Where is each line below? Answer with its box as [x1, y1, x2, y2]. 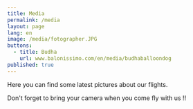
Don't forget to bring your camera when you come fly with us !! [7, 94, 187, 102]
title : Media [7, 10, 45, 17]
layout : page [7, 23, 45, 30]
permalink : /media [7, 17, 60, 23]
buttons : [7, 42, 33, 49]
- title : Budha [13, 49, 57, 56]
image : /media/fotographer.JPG [7, 36, 98, 43]
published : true [7, 61, 54, 68]
